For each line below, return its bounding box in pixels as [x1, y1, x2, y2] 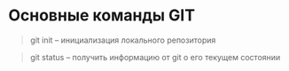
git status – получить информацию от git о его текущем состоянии [29, 51, 281, 62]
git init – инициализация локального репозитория [29, 35, 216, 45]
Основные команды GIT [8, 5, 196, 26]
